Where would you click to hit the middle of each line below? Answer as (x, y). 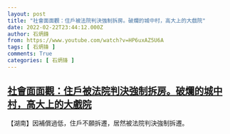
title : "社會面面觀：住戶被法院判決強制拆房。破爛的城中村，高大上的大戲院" (106, 21)
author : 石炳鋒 (28, 34)
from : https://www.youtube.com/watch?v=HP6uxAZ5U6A (85, 41)
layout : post (27, 14)
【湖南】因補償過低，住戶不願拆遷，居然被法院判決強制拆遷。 (98, 123)
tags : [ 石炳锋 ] (31, 47)
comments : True (30, 54)
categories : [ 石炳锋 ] (41, 61)
